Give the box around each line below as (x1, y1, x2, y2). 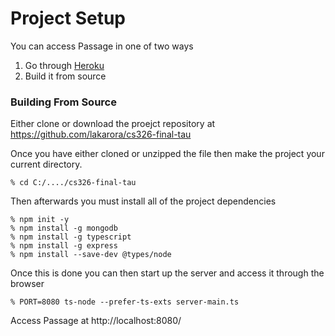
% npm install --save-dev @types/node (10, 250, 172, 260)
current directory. (10, 158, 83, 171)
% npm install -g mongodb (10, 223, 118, 234)
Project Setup (10, 7, 127, 30)
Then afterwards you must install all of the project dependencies (10, 195, 277, 207)
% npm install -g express (10, 241, 118, 251)
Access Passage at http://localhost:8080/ (10, 315, 182, 327)
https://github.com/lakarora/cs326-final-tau (10, 128, 192, 141)
